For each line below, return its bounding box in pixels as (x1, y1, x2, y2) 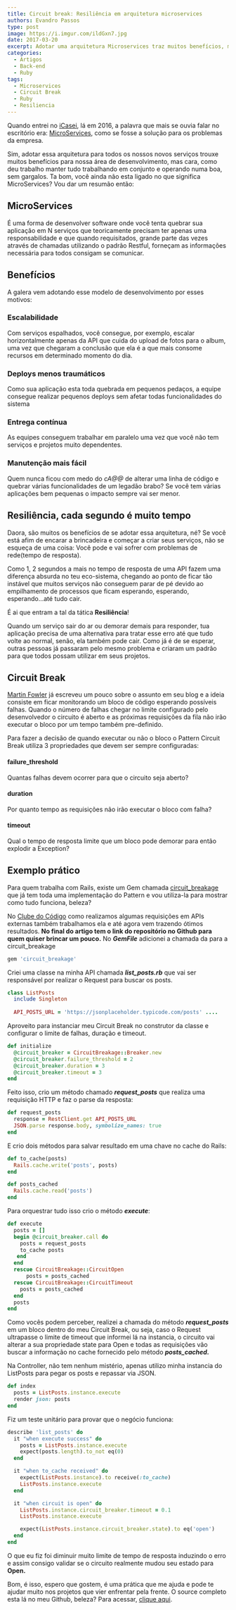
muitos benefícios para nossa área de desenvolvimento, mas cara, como (7, 157, 218, 165)
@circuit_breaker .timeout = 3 (13, 1069, 102, 1076)
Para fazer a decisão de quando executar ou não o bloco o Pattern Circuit (7, 734, 221, 742)
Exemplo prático (7, 865, 81, 877)
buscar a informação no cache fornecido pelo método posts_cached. (7, 1348, 209, 1357)
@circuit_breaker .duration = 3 (13, 1062, 105, 1070)
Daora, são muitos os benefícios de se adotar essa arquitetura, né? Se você (7, 528, 226, 537)
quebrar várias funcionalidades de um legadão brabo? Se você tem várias (7, 481, 221, 490)
